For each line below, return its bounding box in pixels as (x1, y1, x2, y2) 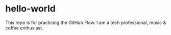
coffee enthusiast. (5, 24, 43, 30)
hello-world (5, 3, 56, 14)
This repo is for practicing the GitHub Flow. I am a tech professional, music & (5, 19, 166, 25)
